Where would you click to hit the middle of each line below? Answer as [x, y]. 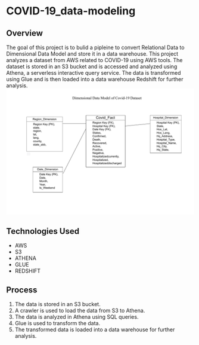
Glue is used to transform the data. [57, 323]
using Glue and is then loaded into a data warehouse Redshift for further [95, 79]
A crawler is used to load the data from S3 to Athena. [80, 311]
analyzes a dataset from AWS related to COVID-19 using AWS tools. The [94, 60]
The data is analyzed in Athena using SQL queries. [77, 317]
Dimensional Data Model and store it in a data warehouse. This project [92, 54]
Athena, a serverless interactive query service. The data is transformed [94, 73]
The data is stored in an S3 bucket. [57, 304]
